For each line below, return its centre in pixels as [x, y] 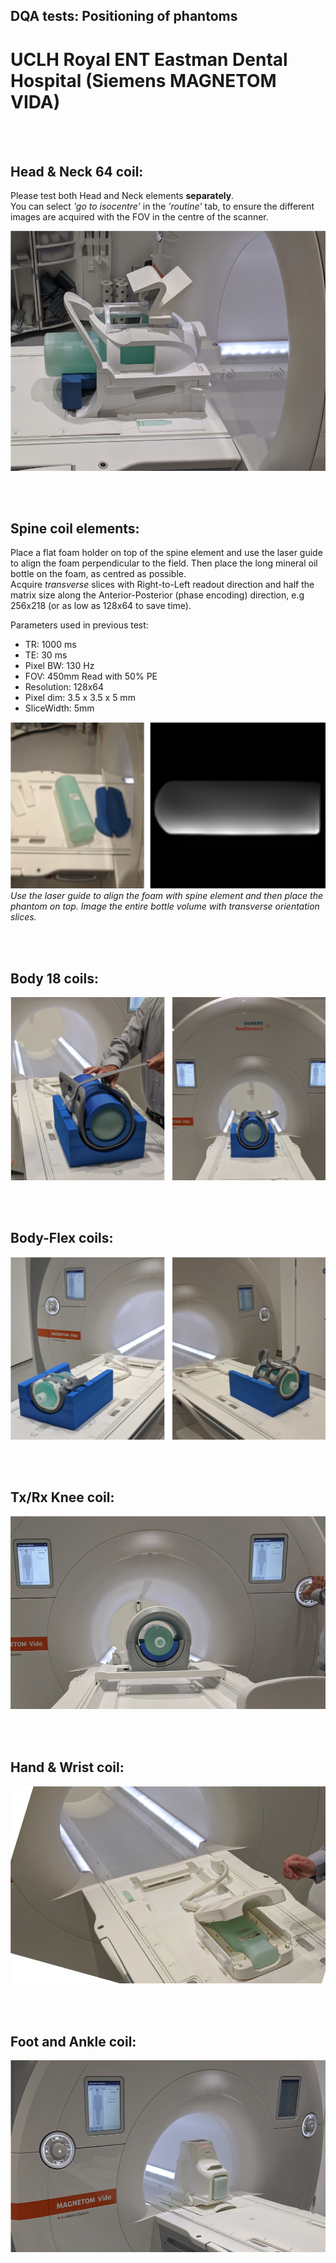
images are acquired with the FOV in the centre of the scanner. [139, 217]
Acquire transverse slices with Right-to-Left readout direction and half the [162, 585]
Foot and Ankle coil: [73, 2041]
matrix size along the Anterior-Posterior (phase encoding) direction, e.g [157, 595]
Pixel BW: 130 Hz [59, 666]
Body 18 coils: [54, 978]
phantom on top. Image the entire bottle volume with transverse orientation [165, 906]
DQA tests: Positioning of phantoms [124, 16]
